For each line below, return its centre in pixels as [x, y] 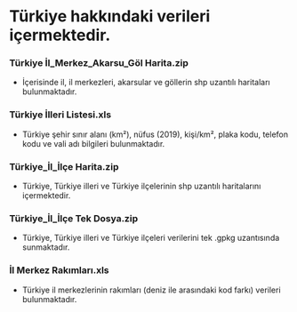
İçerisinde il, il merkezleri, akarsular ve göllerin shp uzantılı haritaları [146, 83]
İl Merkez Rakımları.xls [59, 270]
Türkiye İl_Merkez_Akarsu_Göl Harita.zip [99, 63]
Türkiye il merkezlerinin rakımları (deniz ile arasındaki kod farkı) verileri [152, 290]
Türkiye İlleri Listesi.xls [60, 115]
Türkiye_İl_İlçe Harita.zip [64, 166]
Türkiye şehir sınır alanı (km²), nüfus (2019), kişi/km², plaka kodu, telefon [155, 134]
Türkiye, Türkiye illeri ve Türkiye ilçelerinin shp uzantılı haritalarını [141, 186]
